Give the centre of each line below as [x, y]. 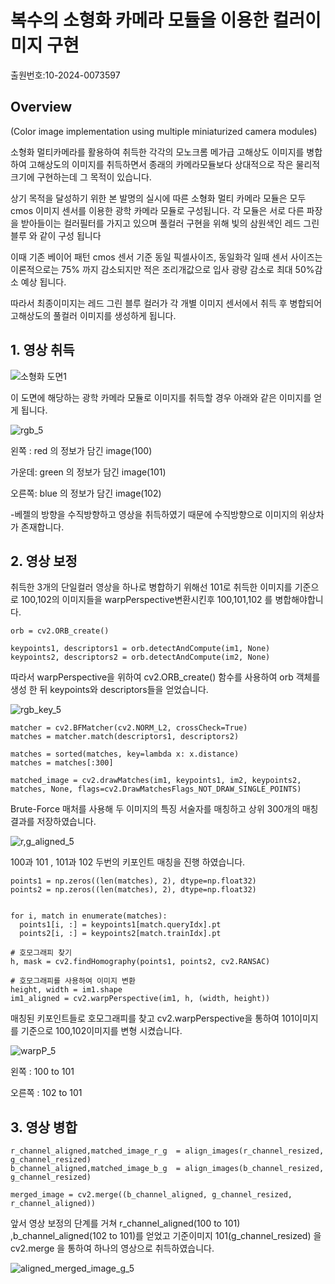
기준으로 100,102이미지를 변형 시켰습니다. [101, 1031]
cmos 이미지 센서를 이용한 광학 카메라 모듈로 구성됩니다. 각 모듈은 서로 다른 [157, 210]
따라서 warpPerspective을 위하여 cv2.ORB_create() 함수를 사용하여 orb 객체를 [165, 677]
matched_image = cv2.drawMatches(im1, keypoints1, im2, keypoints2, [156, 781]
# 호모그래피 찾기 [41, 953]
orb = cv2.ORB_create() [60, 631]
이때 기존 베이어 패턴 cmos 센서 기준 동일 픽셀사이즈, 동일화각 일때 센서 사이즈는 [166, 257]
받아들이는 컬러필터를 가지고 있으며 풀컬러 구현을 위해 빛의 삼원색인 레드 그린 [170, 223]
